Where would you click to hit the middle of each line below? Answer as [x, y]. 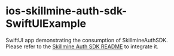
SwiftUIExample [46, 24]
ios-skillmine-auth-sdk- [66, 11]
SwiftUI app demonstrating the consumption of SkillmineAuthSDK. [87, 40]
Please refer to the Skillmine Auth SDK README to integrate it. [82, 46]
